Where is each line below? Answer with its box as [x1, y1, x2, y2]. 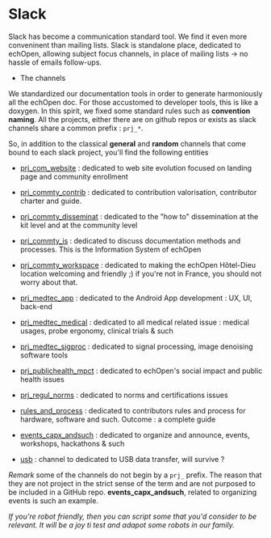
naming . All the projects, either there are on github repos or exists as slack [8, 114, 256, 124]
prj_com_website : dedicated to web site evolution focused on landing [19, 163, 252, 172]
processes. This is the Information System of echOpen [19, 244, 202, 254]
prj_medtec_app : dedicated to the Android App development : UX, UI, [19, 293, 252, 303]
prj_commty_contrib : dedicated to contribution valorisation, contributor [19, 187, 257, 197]
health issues [19, 374, 65, 384]
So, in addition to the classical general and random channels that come [8, 138, 246, 148]
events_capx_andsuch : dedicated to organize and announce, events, [19, 430, 250, 439]
